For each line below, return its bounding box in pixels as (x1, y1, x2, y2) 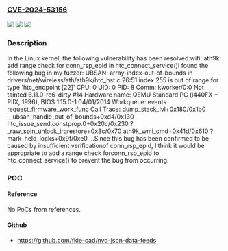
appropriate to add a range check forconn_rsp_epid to (7, 149, 160, 157)
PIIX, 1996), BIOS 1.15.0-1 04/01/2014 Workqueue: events (7, 97, 167, 106)
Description (7, 38, 47, 48)
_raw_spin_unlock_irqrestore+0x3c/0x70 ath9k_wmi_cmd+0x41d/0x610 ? (7, 127, 214, 135)
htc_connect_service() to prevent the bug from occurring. (7, 156, 169, 164)
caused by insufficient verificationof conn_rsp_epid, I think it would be (7, 141, 205, 150)
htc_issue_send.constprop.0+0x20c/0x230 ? (7, 119, 134, 128)
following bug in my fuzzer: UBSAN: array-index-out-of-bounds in (7, 69, 193, 77)
